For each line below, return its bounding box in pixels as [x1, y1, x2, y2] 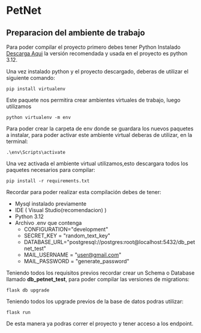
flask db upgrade [6, 287, 50, 293]
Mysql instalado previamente [14, 200, 87, 207]
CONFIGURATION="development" [23, 226, 109, 233]
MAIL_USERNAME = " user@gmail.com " [23, 251, 122, 258]
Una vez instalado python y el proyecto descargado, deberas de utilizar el [6, 68, 189, 75]
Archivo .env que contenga [14, 219, 82, 226]
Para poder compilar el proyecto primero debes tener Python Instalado [6, 43, 181, 50]
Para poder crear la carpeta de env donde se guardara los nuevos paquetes [6, 125, 194, 132]
